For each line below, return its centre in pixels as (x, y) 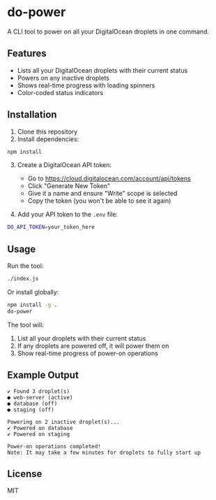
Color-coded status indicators (60, 92)
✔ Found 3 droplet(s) (39, 391)
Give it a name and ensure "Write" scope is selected (102, 194)
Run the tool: (25, 266)
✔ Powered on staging (39, 434)
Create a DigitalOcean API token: (64, 165)
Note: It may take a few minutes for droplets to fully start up (104, 452)
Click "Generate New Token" (69, 186)
